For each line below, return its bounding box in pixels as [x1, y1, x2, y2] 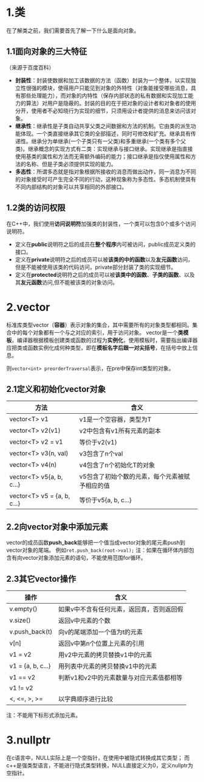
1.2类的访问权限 [6, 203, 66, 213]
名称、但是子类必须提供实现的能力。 [25, 160, 117, 167]
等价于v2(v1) [79, 438, 117, 447]
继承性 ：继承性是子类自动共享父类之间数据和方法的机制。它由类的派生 [15, 122, 191, 130]
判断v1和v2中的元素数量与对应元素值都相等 [58, 673, 183, 682]
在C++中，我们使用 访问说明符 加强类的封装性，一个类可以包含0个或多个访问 [6, 220, 196, 227]
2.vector [6, 300, 50, 314]
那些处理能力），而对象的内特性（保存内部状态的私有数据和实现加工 [20, 92, 188, 99]
